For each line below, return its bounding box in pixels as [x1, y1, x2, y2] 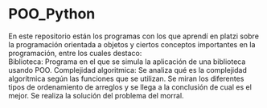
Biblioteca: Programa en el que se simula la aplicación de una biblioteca [8, 57, 246, 66]
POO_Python [8, 5, 96, 23]
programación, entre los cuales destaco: [8, 48, 142, 58]
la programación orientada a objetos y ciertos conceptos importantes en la [8, 39, 256, 49]
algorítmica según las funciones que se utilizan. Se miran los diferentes [8, 74, 244, 83]
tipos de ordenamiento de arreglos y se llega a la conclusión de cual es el [8, 82, 252, 92]
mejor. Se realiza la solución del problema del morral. [8, 90, 184, 100]
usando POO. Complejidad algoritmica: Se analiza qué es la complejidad [8, 65, 247, 74]
